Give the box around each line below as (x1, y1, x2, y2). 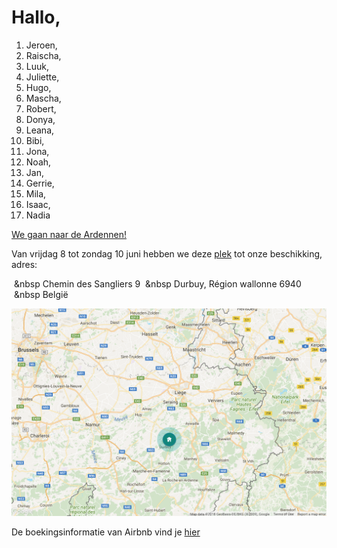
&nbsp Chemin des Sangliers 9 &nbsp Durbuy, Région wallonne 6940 (13, 277, 302, 290)
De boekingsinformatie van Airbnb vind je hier (11, 526, 201, 538)
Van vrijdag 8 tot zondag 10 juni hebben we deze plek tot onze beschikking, (11, 247, 323, 260)
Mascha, (25, 92, 62, 104)
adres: (11, 258, 38, 270)
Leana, (25, 124, 55, 136)
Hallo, (11, 6, 61, 29)
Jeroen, (25, 39, 58, 51)
